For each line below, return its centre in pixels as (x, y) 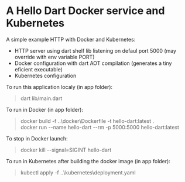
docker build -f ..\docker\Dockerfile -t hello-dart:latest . (87, 121)
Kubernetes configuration (45, 75)
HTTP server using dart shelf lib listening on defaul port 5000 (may (95, 50)
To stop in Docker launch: (37, 138)
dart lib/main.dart (41, 98)
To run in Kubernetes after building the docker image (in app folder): (88, 161)
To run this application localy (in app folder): (59, 87)
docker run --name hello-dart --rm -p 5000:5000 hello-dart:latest (100, 127)
